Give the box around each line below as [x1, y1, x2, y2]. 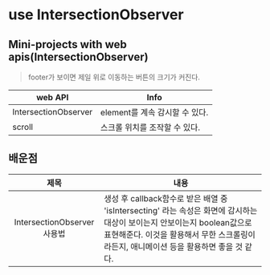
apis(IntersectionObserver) [8, 50, 149, 63]
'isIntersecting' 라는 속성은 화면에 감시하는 [104, 204, 258, 216]
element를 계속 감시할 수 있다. [100, 107, 209, 118]
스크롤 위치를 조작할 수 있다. [100, 122, 201, 133]
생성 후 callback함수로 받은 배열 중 [104, 192, 228, 204]
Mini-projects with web [8, 38, 127, 51]
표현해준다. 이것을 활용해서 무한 [104, 228, 217, 240]
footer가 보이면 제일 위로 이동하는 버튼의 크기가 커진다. [27, 72, 201, 82]
